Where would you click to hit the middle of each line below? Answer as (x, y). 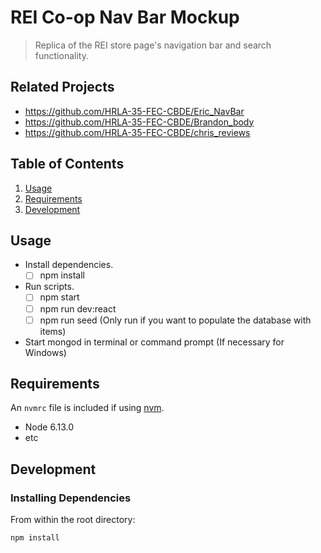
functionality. (61, 55)
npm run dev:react (78, 308)
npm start (59, 297)
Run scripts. (49, 287)
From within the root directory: (73, 520)
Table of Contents (67, 164)
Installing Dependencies (71, 498)
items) (53, 331)
